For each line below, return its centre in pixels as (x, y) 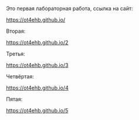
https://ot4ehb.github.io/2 (37, 42)
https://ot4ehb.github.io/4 (37, 88)
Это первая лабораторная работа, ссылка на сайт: (69, 8)
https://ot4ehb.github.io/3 (37, 65)
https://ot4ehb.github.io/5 (37, 110)
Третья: (16, 54)
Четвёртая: (20, 76)
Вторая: (16, 31)
